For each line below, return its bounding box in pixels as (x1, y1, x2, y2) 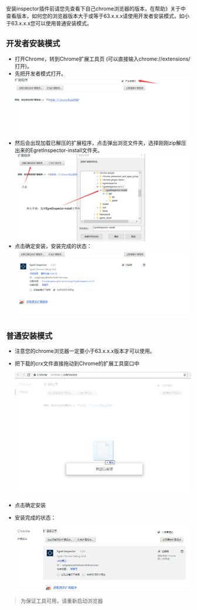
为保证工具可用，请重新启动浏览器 (20, 598, 103, 605)
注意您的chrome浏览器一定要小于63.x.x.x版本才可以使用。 (14, 348, 155, 355)
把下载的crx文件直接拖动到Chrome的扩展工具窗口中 (14, 360, 140, 367)
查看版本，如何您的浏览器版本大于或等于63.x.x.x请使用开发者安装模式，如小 (6, 12, 190, 19)
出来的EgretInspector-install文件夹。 (14, 146, 103, 154)
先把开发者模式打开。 (14, 70, 66, 77)
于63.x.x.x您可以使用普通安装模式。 (6, 20, 93, 26)
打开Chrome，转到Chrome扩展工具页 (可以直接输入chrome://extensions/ (14, 55, 191, 62)
